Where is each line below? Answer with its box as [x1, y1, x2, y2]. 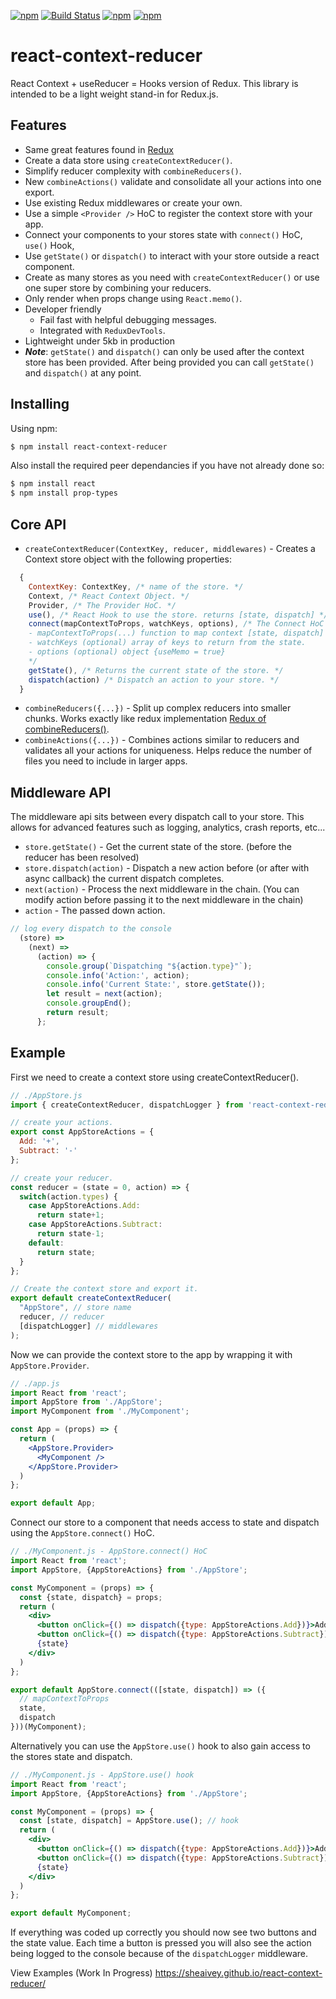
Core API [10, 516, 67, 533]
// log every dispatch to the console [10, 924, 172, 934]
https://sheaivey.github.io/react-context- [154, 1967, 323, 1979]
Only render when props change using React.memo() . [24, 292, 243, 304]
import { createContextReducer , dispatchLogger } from [10, 1100, 244, 1110]
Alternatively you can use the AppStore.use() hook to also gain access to [10, 1740, 311, 1752]
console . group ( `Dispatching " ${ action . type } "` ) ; [46, 961, 253, 971]
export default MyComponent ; [10, 1908, 132, 1919]
